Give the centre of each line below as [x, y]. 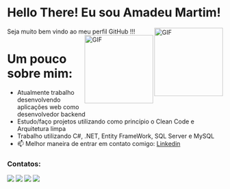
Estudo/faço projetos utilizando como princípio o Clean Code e [106, 121]
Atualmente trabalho [46, 92]
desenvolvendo [39, 100]
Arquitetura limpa [41, 128]
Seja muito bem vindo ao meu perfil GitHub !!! [71, 31]
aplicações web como [48, 106]
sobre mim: [40, 74]
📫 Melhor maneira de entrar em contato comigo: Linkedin [99, 143]
